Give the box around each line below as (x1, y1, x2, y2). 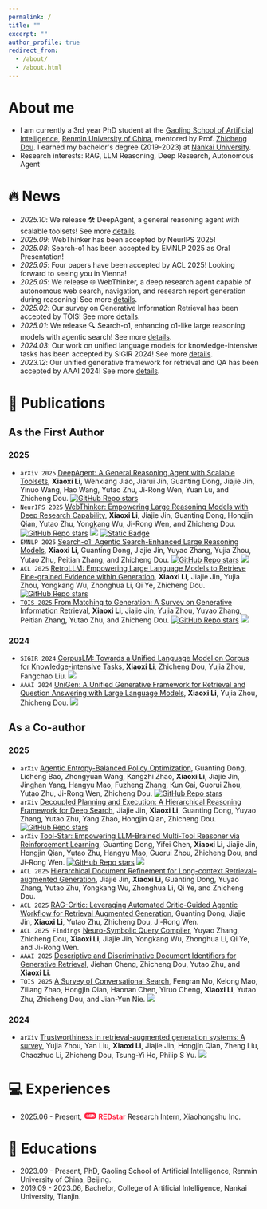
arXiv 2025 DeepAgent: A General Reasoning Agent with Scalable (19, 467, 235, 477)
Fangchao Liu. (19, 671, 67, 681)
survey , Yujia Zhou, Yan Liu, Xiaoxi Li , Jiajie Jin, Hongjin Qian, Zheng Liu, (19, 1040, 260, 1050)
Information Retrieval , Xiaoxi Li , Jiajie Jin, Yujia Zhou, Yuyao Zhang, (19, 606, 242, 615)
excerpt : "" (8, 30, 48, 38)
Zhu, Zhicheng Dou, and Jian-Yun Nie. (19, 994, 146, 1004)
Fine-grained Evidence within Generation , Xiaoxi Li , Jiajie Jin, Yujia (19, 571, 241, 581)
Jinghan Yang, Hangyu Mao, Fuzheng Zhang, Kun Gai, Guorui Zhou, (19, 780, 243, 789)
